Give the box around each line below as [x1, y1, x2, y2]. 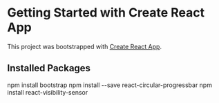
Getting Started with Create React [7, 5, 205, 21]
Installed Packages [7, 62, 91, 74]
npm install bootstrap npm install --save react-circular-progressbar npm [7, 81, 213, 89]
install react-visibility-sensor [7, 88, 88, 96]
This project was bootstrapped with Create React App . [7, 42, 162, 50]
